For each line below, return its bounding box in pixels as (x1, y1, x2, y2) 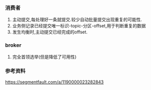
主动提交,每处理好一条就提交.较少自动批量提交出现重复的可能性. (12, 16, 142, 23)
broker (5, 42, 22, 49)
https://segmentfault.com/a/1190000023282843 (5, 79, 104, 85)
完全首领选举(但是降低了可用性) (12, 54, 77, 60)
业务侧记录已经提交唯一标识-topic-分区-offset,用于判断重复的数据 (12, 23, 146, 29)
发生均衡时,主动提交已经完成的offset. (12, 29, 88, 35)
